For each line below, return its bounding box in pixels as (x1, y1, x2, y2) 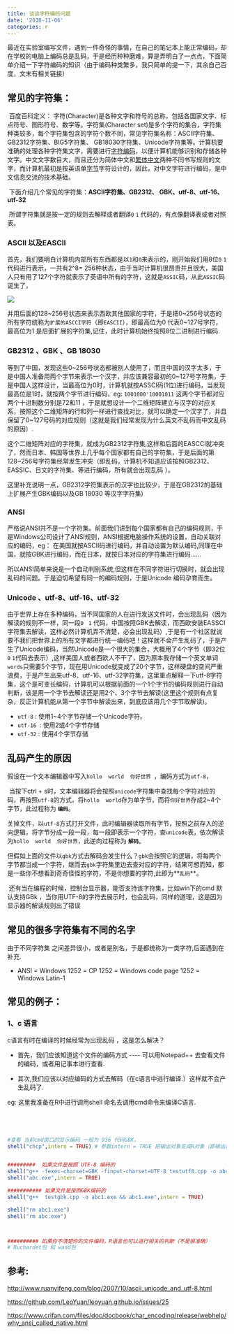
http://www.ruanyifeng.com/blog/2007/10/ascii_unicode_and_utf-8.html (7, 1284, 212, 1293)
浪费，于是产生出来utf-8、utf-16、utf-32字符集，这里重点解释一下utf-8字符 (7, 671, 223, 680)
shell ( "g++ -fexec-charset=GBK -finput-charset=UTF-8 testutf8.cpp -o (7, 1168, 217, 1175)
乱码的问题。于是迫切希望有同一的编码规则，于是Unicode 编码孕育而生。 (7, 574, 217, 582)
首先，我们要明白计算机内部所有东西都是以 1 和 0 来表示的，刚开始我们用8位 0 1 (7, 255, 227, 264)
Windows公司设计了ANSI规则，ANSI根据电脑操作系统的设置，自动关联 (13, 533, 215, 541)
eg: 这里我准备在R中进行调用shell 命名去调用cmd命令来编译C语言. (7, 1098, 196, 1106)
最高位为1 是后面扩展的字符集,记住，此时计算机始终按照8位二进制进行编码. (7, 327, 221, 336)
